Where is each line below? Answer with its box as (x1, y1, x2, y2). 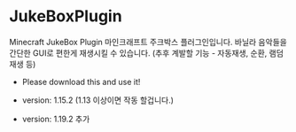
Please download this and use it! (21, 76, 141, 87)
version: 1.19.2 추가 (21, 113, 90, 124)
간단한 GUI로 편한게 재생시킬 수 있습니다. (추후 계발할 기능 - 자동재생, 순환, (9, 47, 268, 58)
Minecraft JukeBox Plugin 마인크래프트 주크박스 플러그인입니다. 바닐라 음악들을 (9, 36, 288, 47)
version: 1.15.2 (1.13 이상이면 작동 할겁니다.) (21, 95, 175, 105)
